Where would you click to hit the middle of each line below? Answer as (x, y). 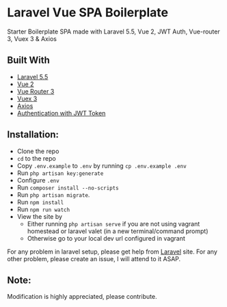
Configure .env (38, 180)
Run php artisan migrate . (53, 195)
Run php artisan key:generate (60, 173)
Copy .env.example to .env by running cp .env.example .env (102, 165)
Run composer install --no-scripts (68, 187)
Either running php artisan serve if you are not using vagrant (113, 224)
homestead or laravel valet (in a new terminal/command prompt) (118, 231)
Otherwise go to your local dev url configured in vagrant (106, 238)
